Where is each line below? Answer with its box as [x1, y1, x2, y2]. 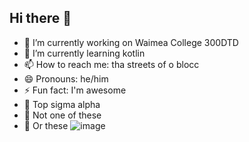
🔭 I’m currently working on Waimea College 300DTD [23, 36, 239, 48]
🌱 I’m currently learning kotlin [23, 47, 146, 59]
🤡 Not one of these [23, 109, 102, 121]
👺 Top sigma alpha [23, 98, 101, 110]
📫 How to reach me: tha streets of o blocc [23, 58, 200, 70]
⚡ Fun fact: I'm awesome [23, 84, 127, 96]
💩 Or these [23, 119, 69, 131]
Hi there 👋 [9, 10, 72, 27]
